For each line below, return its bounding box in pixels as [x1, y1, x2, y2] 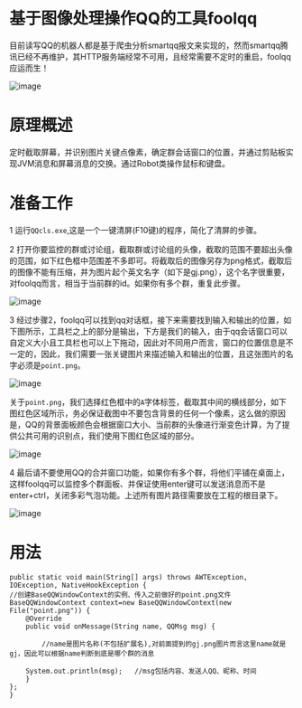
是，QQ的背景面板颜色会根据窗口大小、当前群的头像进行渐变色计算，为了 [9, 419, 282, 430]
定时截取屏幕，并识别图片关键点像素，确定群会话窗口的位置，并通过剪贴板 [9, 146, 286, 157]
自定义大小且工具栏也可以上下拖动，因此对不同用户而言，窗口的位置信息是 [9, 336, 286, 348]
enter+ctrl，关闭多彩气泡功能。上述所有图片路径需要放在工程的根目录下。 [9, 489, 283, 500]
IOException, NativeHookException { [9, 581, 147, 590]
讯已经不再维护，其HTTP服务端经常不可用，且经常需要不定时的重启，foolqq [9, 51, 291, 61]
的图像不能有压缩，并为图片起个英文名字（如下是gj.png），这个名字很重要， [9, 266, 290, 277]
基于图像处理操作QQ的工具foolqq [9, 8, 258, 29]
